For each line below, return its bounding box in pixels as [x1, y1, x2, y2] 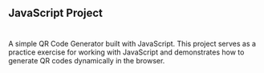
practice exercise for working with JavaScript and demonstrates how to [8, 47, 245, 57]
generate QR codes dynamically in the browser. [8, 55, 165, 65]
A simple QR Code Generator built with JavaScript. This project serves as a [8, 39, 257, 48]
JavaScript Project [8, 6, 103, 20]
